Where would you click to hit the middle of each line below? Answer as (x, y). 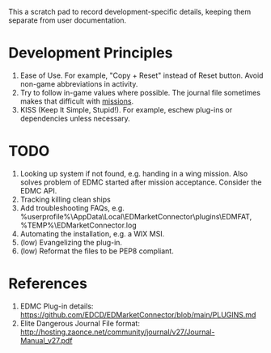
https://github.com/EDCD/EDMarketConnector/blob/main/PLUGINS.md (138, 314)
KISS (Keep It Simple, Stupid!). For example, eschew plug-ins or (126, 109)
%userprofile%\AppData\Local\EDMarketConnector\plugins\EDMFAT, (136, 216)
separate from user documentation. (68, 20)
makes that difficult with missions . (77, 101)
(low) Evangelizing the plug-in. (71, 242)
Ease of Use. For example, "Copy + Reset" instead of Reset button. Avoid (142, 75)
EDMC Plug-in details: (57, 306)
